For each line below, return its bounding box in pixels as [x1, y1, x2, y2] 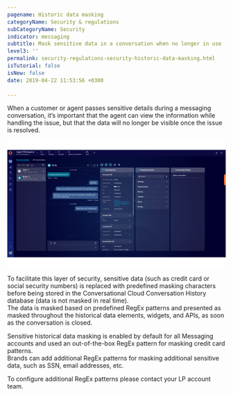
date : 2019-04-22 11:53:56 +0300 [7, 77, 104, 84]
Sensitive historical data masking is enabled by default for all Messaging [7, 332, 214, 341]
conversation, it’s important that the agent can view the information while [7, 111, 216, 120]
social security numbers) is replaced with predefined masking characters [7, 282, 216, 290]
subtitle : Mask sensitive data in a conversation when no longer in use [7, 40, 222, 48]
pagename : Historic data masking [7, 11, 104, 18]
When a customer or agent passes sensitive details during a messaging [7, 104, 212, 112]
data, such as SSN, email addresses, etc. [7, 361, 124, 370]
